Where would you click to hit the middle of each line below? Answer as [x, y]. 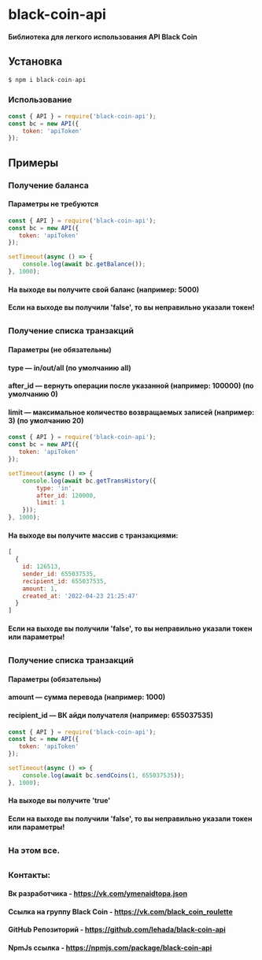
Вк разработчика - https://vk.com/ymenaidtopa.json [98, 894]
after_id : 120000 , [66, 495]
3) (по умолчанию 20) [46, 420]
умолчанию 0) [33, 394]
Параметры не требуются [54, 204]
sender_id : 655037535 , [59, 574]
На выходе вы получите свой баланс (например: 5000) [104, 289]
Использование [40, 100]
